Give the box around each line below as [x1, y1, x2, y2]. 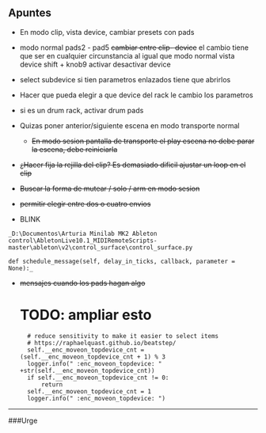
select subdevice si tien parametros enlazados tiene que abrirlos [19, 74, 231, 84]
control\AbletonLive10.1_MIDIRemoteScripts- [8, 237, 158, 245]
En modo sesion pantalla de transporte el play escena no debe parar [31, 136, 255, 146]
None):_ [8, 264, 34, 272]
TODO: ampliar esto [19, 306, 152, 324]
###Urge [8, 416, 38, 425]
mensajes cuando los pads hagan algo [19, 278, 146, 287]
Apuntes [8, 6, 51, 20]
